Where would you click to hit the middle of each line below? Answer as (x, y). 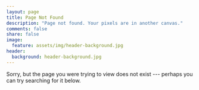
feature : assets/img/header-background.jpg (67, 46)
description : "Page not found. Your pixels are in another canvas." (95, 23)
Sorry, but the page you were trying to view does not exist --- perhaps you (99, 74)
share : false (23, 34)
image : (15, 40)
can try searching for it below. (44, 80)
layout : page (23, 12)
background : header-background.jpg (57, 57)
